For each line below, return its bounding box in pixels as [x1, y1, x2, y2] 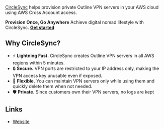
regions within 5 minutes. [12, 59, 65, 65]
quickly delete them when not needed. [12, 83, 93, 89]
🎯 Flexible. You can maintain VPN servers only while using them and [12, 77, 155, 84]
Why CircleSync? [5, 39, 61, 47]
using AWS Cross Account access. [5, 9, 77, 15]
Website [12, 118, 30, 124]
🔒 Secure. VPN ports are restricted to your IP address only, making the [12, 65, 159, 71]
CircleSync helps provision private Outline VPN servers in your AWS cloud [5, 4, 159, 10]
